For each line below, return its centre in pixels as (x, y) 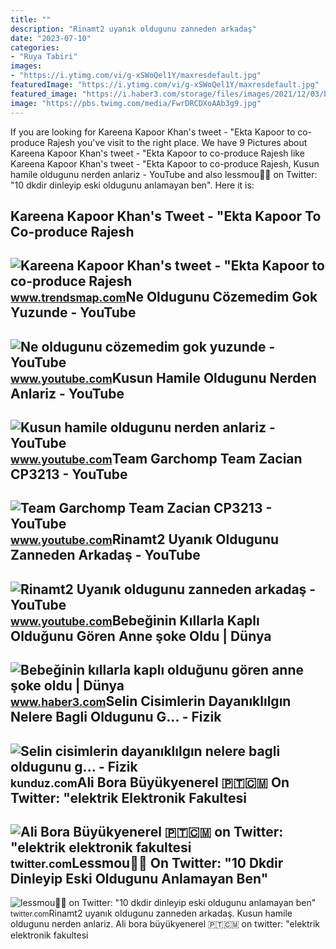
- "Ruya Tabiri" (44, 57)
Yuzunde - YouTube (73, 312)
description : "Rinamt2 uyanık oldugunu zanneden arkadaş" (133, 29)
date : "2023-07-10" (51, 38)
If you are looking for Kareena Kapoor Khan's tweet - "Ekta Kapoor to (153, 132)
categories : (35, 47)
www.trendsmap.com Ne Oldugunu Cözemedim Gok (164, 297)
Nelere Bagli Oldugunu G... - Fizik (116, 717)
